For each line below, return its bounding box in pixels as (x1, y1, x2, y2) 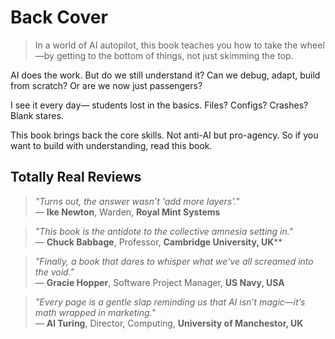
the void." (34, 266, 75, 278)
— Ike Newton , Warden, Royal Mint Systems (34, 206, 221, 218)
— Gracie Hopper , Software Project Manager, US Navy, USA (34, 276, 285, 288)
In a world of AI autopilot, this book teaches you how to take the (34, 39, 298, 51)
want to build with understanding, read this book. (10, 139, 213, 151)
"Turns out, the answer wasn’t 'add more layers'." (34, 195, 240, 207)
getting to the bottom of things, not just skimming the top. (56, 49, 294, 61)
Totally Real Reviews (10, 169, 142, 186)
